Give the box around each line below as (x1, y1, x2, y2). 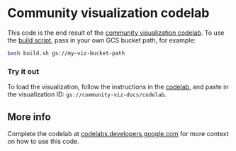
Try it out (7, 66, 40, 76)
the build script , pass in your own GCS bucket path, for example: (7, 35, 196, 44)
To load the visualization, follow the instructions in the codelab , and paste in (7, 83, 229, 91)
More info (7, 111, 51, 123)
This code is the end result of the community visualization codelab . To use (7, 28, 225, 37)
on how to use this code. (7, 137, 79, 145)
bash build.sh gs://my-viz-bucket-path (7, 50, 125, 57)
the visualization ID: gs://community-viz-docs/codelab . (7, 90, 167, 99)
